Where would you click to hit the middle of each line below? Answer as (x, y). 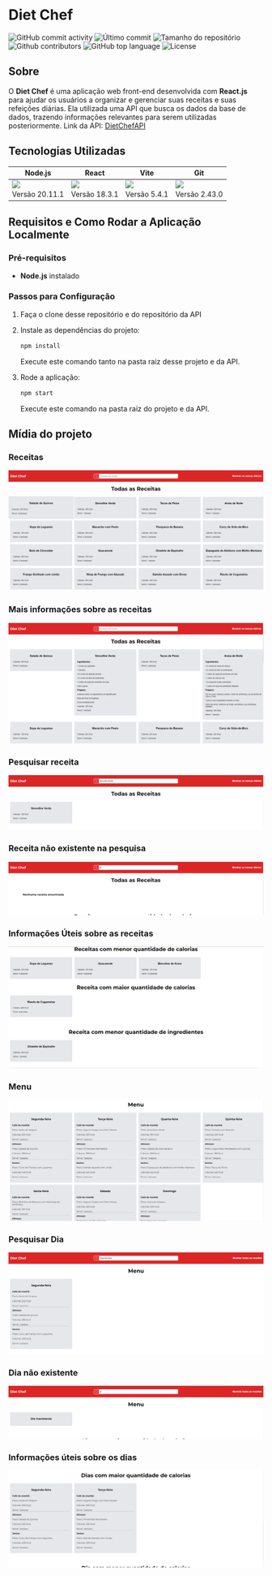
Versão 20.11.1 (38, 194)
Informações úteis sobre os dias (73, 1457)
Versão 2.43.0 (199, 194)
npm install (40, 346)
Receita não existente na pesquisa (77, 848)
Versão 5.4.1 (147, 194)
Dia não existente (43, 1372)
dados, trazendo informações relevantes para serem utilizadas (113, 117)
